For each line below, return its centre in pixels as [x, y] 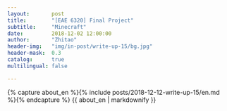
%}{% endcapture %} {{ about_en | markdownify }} [82, 100]
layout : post [36, 14]
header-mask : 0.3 [34, 53]
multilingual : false [38, 66]
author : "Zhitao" [42, 40]
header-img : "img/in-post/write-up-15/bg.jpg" [80, 46]
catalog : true [36, 60]
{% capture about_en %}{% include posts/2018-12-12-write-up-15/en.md [114, 92]
